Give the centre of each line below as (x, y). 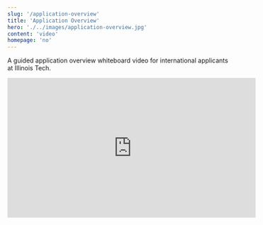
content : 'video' (33, 34)
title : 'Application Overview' (54, 21)
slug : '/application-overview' (54, 14)
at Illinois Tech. (29, 68)
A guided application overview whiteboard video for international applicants (118, 60)
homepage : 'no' (30, 40)
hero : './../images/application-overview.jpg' (77, 27)
